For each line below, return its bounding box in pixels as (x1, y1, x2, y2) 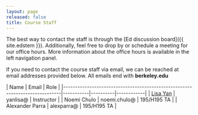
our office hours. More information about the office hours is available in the (6, 48, 190, 55)
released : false (6, 14, 46, 20)
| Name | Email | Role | (6, 84, 60, 91)
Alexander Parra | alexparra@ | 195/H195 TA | (6, 103, 117, 110)
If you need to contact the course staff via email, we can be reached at (6, 66, 179, 73)
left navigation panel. (6, 54, 58, 62)
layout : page (6, 8, 39, 15)
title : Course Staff (6, 19, 58, 25)
